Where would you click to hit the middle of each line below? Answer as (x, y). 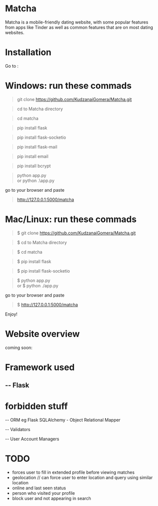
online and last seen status (39, 488)
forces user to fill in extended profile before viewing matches (73, 472)
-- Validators (18, 430)
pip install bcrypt (34, 166)
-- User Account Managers (32, 439)
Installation (28, 52)
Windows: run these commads (68, 86)
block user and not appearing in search (51, 499)
